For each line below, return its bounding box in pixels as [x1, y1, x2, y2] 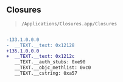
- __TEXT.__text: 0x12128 [6, 42, 75, 48]
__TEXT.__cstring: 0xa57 [14, 71, 78, 77]
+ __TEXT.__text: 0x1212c [6, 54, 75, 60]
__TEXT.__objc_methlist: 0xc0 [14, 65, 91, 71]
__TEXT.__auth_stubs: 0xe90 [14, 59, 86, 65]
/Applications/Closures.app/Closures [21, 20, 118, 27]
